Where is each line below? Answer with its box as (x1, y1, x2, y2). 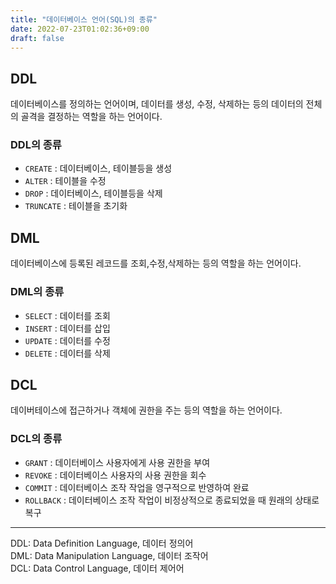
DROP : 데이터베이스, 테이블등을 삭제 (24, 187, 163, 200)
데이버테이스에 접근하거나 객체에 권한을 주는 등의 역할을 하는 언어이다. (10, 404, 283, 416)
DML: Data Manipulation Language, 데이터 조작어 (10, 549, 209, 561)
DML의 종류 (10, 285, 65, 299)
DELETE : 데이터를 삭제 (24, 347, 111, 359)
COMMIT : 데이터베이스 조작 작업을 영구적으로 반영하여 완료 (24, 481, 250, 493)
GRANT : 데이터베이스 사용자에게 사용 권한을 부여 (24, 456, 211, 468)
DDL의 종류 (10, 138, 62, 152)
